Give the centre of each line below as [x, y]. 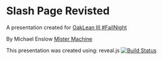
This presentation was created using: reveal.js [63, 50]
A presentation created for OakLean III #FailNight [67, 27]
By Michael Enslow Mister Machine [49, 39]
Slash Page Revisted [58, 11]
